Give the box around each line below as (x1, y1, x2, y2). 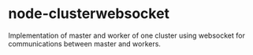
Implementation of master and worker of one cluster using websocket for (8, 31, 246, 40)
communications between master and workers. (8, 38, 162, 48)
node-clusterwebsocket (8, 5, 170, 23)
